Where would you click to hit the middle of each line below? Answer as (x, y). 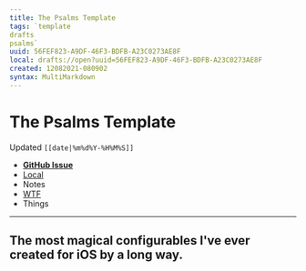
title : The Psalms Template (63, 18)
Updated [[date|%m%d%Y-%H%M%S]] (72, 147)
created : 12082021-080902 (58, 69)
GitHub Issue (48, 165)
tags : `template (40, 26)
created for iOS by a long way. (97, 255)
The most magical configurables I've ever (130, 241)
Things (36, 203)
